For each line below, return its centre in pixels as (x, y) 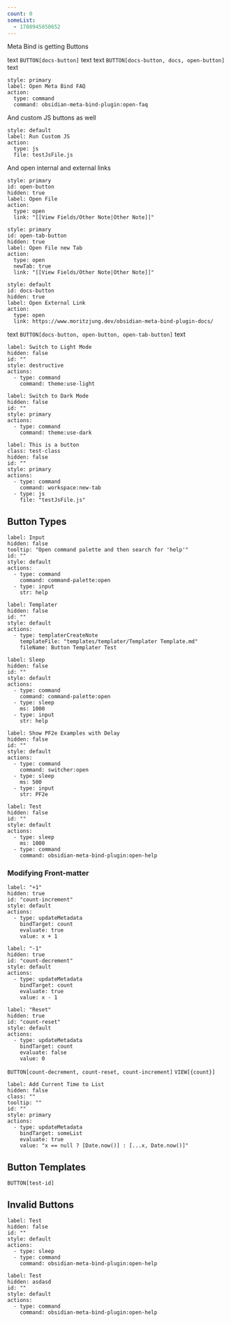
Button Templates (46, 1167)
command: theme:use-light (58, 384)
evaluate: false (44, 1053)
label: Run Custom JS (39, 137)
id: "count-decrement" (40, 961)
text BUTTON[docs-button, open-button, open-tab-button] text (97, 334)
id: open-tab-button (37, 236)
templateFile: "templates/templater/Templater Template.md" (109, 642)
